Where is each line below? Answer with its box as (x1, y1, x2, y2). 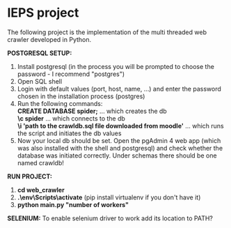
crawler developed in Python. (7, 35, 92, 43)
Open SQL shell (17, 77, 63, 85)
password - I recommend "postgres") (17, 70, 125, 78)
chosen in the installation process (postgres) (17, 92, 145, 100)
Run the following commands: (17, 99, 103, 107)
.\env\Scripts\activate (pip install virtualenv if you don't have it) (17, 193, 201, 202)
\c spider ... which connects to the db (17, 114, 125, 123)
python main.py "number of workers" (17, 200, 129, 208)
